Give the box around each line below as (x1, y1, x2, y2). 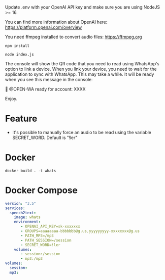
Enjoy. (5, 96, 18, 101)
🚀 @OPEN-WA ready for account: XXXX (5, 86, 86, 92)
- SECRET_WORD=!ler (20, 242, 61, 247)
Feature (5, 113, 37, 124)
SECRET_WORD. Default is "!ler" (12, 135, 78, 140)
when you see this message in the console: (5, 77, 93, 82)
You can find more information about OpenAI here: (5, 19, 107, 25)
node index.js (5, 52, 34, 57)
